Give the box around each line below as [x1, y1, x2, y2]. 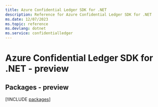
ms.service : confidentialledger [5, 31, 73, 36]
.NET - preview [5, 63, 69, 74]
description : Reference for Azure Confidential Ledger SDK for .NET [5, 12, 152, 17]
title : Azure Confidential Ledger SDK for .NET [5, 7, 107, 13]
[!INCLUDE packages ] [5, 96, 51, 102]
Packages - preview [5, 83, 69, 91]
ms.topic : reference [5, 21, 49, 27]
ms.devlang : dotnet [5, 26, 46, 31]
